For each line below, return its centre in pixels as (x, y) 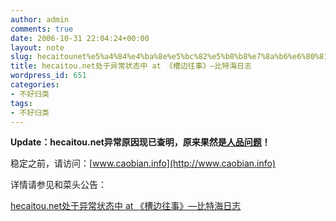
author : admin (40, 19)
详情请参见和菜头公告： (58, 185)
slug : (21, 57)
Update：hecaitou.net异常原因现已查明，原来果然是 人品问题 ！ (140, 142)
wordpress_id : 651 (48, 76)
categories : (35, 85)
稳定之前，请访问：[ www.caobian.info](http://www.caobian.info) (143, 163)
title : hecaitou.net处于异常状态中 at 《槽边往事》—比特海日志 (131, 66)
